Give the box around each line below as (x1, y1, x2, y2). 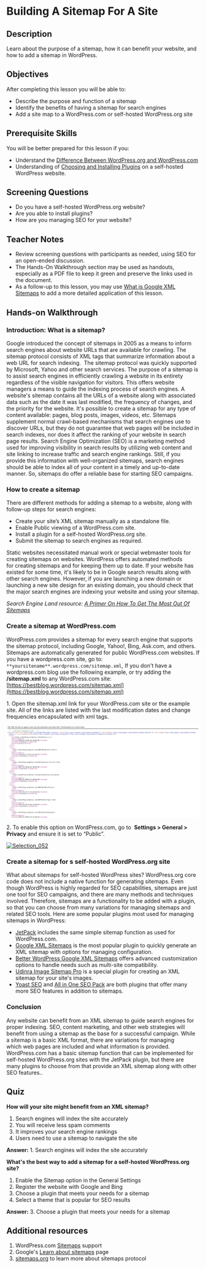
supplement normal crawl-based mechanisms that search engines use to (6, 418, 191, 425)
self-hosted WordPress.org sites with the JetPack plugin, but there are (6, 1056, 184, 1063)
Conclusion (6, 1003, 42, 1011)
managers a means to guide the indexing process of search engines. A (6, 385, 185, 392)
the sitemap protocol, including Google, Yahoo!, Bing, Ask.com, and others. (6, 642, 196, 649)
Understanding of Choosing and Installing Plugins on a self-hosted (15, 162, 184, 170)
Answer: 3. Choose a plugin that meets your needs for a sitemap (6, 1208, 170, 1215)
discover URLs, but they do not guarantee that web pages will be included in (6, 424, 199, 432)
